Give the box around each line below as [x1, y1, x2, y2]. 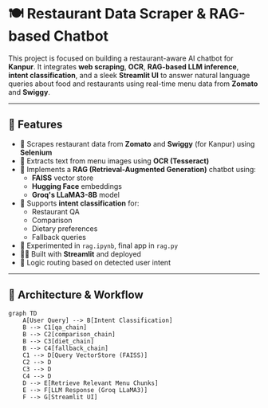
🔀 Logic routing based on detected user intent [19, 257, 171, 267]
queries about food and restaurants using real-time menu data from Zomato [8, 79, 258, 88]
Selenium [19, 147, 53, 157]
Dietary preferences [31, 223, 98, 233]
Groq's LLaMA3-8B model [31, 190, 120, 199]
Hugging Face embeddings [31, 181, 122, 190]
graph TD [8, 309, 37, 317]
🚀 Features [8, 118, 63, 131]
